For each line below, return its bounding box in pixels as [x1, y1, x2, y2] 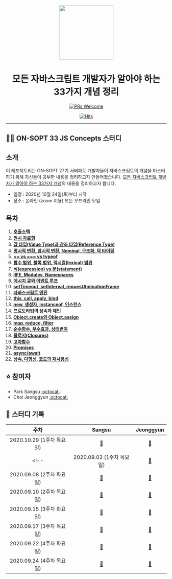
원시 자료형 [13, 235, 35, 241]
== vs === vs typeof [13, 253, 58, 260]
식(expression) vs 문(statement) [13, 266, 82, 272]
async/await [13, 350, 40, 356]
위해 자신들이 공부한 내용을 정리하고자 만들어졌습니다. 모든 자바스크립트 [15, 174, 157, 180]
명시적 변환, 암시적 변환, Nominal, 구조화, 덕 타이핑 [13, 247, 114, 253]
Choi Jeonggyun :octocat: [13, 393, 68, 400]
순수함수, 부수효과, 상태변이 [13, 326, 68, 332]
